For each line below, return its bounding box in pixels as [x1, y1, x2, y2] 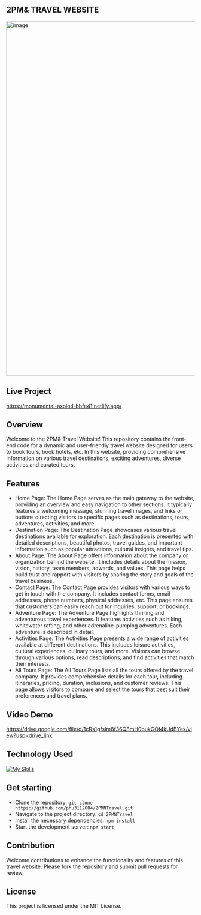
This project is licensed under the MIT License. [6, 902, 122, 910]
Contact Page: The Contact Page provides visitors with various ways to [14, 584, 190, 591]
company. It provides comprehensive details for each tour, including [14, 673, 183, 680]
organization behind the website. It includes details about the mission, [14, 558, 187, 566]
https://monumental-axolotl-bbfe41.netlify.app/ [6, 402, 122, 409]
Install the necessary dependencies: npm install [14, 817, 136, 824]
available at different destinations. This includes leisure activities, [14, 641, 175, 648]
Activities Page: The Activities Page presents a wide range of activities [14, 635, 189, 642]
